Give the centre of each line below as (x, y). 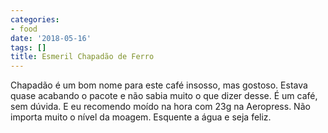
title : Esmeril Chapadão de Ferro (82, 57)
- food (24, 29)
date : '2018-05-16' (51, 38)
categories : (35, 19)
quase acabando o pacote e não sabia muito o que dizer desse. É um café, (164, 96)
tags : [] (28, 47)
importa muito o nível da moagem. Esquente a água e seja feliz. (141, 117)
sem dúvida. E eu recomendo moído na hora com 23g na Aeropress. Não (160, 107)
